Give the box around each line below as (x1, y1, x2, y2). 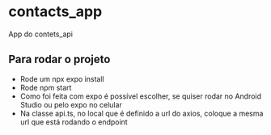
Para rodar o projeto (8, 53, 111, 66)
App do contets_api (8, 29, 73, 39)
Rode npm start (19, 82, 72, 92)
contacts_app (8, 2, 103, 21)
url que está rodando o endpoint (19, 116, 128, 127)
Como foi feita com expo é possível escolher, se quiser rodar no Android (19, 91, 261, 101)
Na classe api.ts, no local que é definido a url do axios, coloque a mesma (19, 108, 264, 118)
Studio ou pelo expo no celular (19, 99, 123, 109)
